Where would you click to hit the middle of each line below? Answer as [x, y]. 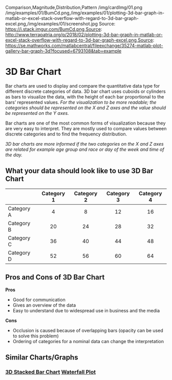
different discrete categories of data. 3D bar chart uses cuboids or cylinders [85, 91]
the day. [14, 155]
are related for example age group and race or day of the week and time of [85, 149]
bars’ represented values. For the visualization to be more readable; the [81, 102]
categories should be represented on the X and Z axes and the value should [86, 108]
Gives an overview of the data [44, 305]
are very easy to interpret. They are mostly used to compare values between [86, 128]
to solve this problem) [36, 336]
